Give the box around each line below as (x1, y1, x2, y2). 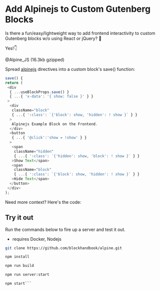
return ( (5, 80, 23, 85)
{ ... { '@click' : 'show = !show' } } (11, 135, 87, 140)
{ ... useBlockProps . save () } (9, 90, 69, 95)
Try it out (5, 213, 33, 222)
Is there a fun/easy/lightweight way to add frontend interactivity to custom (5, 30, 156, 36)
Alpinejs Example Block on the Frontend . (11, 122, 98, 127)
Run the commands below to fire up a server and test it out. (5, 226, 126, 232)
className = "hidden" (14, 149, 54, 154)
